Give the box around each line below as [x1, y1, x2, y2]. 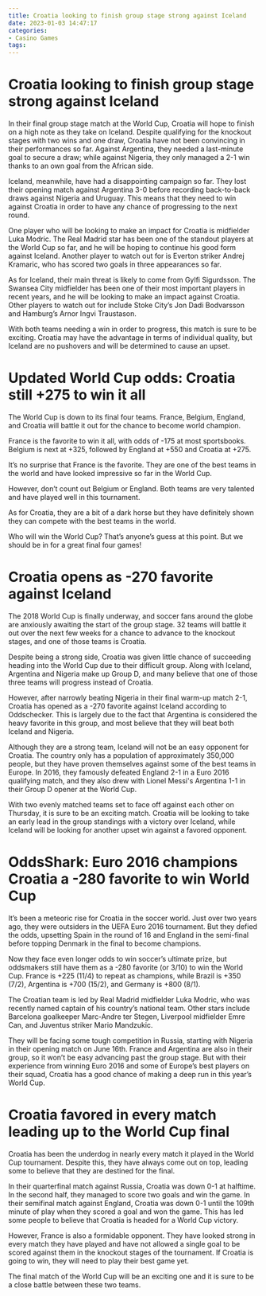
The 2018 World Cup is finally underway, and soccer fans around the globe [8, 611, 253, 621]
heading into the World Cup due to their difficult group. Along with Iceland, [8, 660, 253, 669]
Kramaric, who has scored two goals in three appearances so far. [8, 260, 222, 269]
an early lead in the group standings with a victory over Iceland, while [8, 817, 236, 826]
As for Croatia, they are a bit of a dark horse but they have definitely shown [8, 508, 254, 517]
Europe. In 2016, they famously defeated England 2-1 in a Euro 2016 [8, 767, 229, 777]
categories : [8, 26, 48, 34]
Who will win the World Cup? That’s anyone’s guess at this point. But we [8, 532, 244, 541]
